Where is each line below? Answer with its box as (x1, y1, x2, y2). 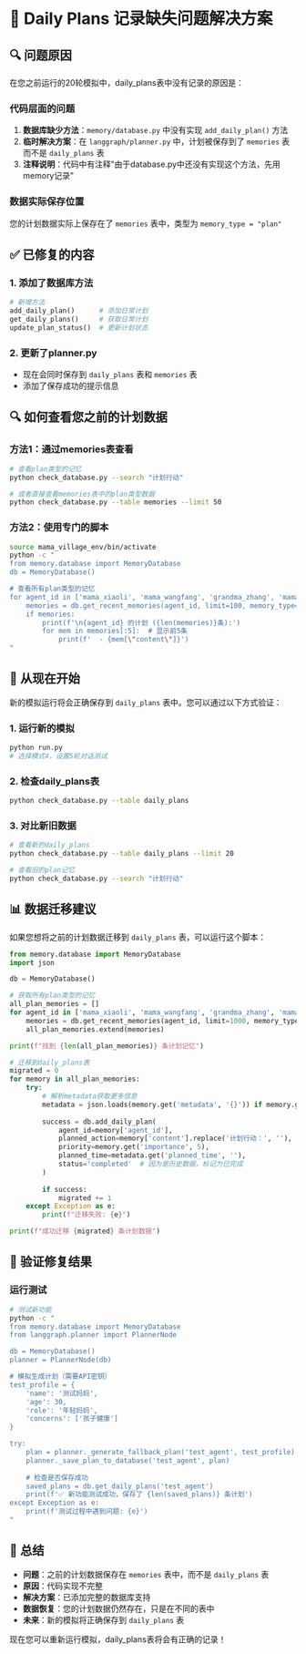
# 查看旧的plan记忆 (9, 866, 76, 875)
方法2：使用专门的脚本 (9, 521, 109, 534)
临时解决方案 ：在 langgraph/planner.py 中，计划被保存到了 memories (22, 136, 280, 147)
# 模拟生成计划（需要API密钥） (9, 1372, 112, 1382)
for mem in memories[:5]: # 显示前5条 (42, 626, 189, 636)
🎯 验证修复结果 (9, 1254, 93, 1269)
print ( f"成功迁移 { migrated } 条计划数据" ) (9, 1227, 161, 1236)
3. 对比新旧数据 (9, 819, 77, 832)
